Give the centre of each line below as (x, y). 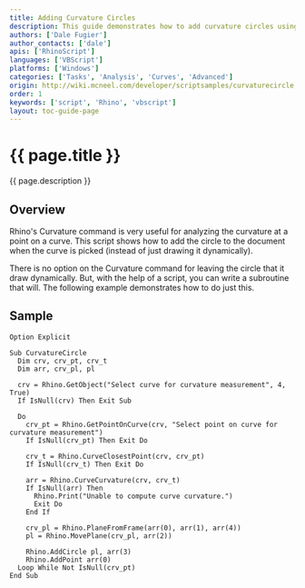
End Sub (24, 575)
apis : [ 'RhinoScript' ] (52, 52)
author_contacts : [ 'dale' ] (60, 43)
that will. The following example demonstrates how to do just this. (132, 288)
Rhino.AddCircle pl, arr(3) (79, 552)
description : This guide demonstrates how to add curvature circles (142, 26)
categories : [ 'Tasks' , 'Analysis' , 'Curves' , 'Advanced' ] (121, 77)
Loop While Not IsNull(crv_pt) (77, 568)
